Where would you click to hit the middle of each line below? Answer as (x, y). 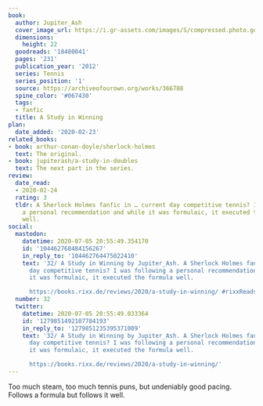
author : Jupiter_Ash (49, 23)
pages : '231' (36, 60)
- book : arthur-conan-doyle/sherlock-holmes (82, 147)
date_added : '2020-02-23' (58, 132)
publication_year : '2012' (58, 67)
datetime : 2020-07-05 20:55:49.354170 (85, 241)
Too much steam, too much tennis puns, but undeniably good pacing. (120, 386)
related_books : (33, 139)
